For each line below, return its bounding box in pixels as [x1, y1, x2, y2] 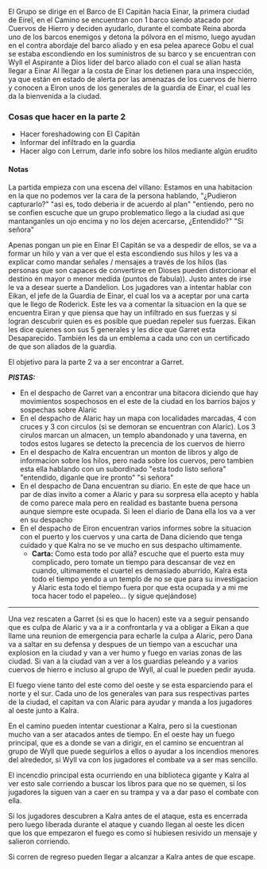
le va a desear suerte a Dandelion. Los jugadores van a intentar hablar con [8, 282, 252, 292]
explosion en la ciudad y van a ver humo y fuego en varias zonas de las [8, 648, 242, 657]
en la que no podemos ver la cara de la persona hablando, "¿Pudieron [8, 190, 237, 200]
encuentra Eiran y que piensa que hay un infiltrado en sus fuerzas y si [8, 307, 237, 317]
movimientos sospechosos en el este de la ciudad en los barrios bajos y [19, 396, 256, 405]
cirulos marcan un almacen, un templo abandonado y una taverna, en [19, 430, 248, 440]
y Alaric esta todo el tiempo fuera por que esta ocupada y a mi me [31, 582, 249, 592]
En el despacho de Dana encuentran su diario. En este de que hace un [19, 481, 250, 491]
